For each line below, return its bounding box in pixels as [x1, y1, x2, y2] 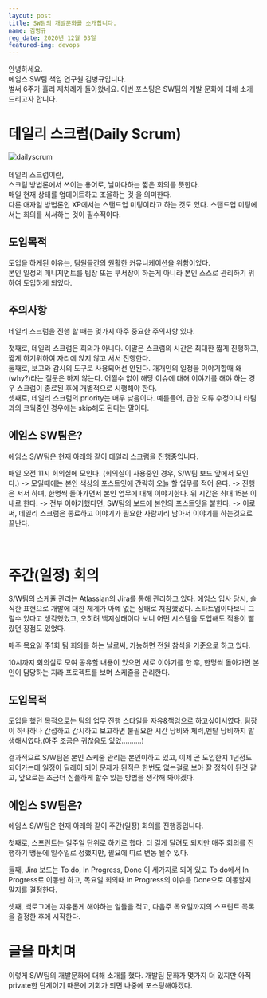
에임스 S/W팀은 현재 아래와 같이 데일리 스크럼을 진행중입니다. [8, 452, 199, 461]
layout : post [8, 11, 52, 20]
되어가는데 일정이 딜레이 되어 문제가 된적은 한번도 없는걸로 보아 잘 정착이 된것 [8, 763, 249, 772]
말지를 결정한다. [8, 885, 58, 894]
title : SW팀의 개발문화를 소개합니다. [8, 19, 117, 27]
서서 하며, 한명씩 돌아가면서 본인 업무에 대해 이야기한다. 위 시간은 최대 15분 [16, 488, 249, 498]
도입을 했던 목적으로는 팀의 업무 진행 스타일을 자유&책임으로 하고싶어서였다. [8, 716, 243, 726]
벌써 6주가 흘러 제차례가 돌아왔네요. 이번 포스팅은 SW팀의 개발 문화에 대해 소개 [8, 85, 253, 94]
